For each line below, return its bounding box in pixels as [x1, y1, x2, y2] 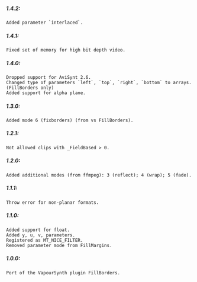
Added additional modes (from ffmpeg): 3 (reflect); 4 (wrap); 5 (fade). [6, 172, 192, 178]
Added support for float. [6, 227, 70, 233]
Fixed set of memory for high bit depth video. [6, 47, 126, 53]
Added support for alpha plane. [6, 89, 86, 96]
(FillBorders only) [6, 85, 54, 91]
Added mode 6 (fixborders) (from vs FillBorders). [6, 117, 134, 123]
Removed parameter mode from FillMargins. [6, 242, 112, 248]
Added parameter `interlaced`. [6, 20, 83, 25]
